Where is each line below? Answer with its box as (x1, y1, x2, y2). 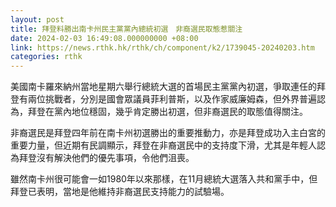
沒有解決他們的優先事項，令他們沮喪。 (36, 152, 195, 164)
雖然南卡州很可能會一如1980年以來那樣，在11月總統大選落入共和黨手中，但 (10, 173, 318, 185)
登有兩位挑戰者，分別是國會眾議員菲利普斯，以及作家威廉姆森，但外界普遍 (10, 93, 317, 105)
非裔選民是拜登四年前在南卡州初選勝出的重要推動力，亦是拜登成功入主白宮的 (10, 127, 326, 139)
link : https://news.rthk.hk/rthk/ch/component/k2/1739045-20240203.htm (10, 42, 315, 53)
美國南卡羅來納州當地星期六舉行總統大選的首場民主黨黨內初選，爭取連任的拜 (10, 81, 326, 93)
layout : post (10, 14, 65, 25)
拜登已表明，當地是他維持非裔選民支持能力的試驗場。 (10, 186, 230, 198)
